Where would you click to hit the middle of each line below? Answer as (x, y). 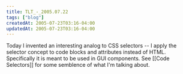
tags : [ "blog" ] (25, 17)
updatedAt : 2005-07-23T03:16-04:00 (51, 29)
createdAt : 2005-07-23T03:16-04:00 (51, 23)
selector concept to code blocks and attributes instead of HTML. (86, 52)
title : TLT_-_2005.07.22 (37, 12)
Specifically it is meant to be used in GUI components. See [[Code (88, 58)
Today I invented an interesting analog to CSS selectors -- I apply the (91, 46)
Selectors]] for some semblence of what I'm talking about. (78, 65)
